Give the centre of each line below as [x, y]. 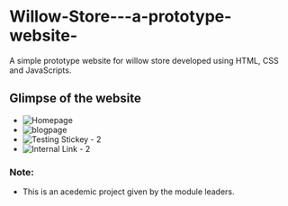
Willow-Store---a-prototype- [121, 17]
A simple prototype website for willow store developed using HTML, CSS [144, 60]
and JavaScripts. [40, 70]
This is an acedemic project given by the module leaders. [129, 192]
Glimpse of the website [76, 99]
